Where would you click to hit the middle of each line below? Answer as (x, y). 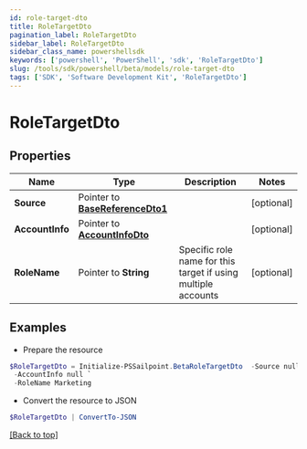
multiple (196, 284)
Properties (40, 156)
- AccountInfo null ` (53, 375)
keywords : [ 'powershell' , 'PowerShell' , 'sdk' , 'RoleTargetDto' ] (136, 60)
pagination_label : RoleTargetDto (73, 35)
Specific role (206, 249)
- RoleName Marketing (53, 383)
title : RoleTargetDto (51, 26)
